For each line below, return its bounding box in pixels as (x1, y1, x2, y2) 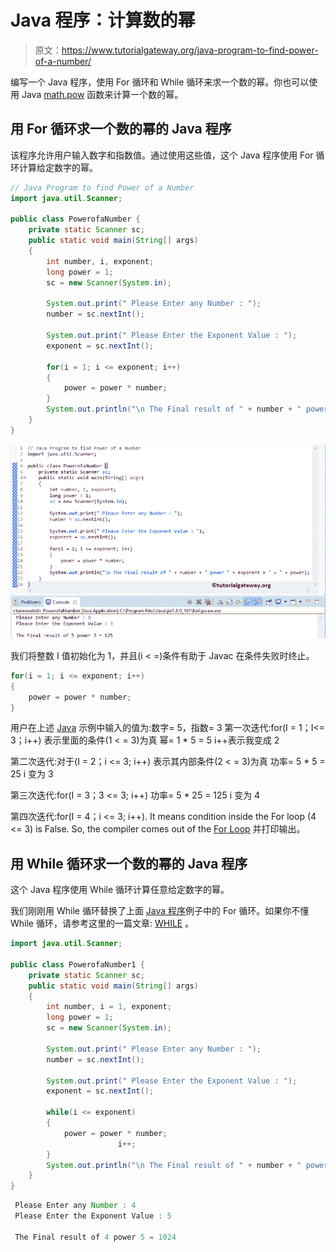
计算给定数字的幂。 (18, 161, 98, 173)
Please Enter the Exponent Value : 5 (14, 1211, 172, 1221)
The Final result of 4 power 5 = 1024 (14, 1232, 177, 1242)
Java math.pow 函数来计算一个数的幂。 (21, 88, 184, 100)
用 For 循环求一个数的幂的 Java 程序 (10, 121, 232, 138)
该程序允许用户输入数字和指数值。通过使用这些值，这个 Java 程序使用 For (10, 149, 314, 161)
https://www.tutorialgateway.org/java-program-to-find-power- (61, 44, 319, 56)
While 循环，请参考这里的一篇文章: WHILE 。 (10, 917, 195, 930)
